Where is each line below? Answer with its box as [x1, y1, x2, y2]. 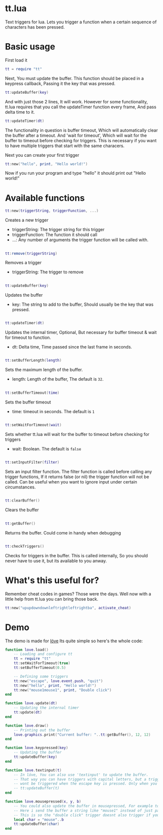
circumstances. [5, 484, 36, 490]
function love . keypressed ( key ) [5, 746, 68, 751]
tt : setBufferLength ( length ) [5, 358, 62, 363]
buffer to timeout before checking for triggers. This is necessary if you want [5, 137, 157, 143]
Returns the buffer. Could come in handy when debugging [5, 530, 121, 535]
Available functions [5, 192, 85, 203]
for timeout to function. [5, 334, 51, 340]
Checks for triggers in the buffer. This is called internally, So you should [5, 552, 148, 558]
